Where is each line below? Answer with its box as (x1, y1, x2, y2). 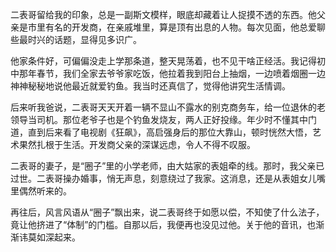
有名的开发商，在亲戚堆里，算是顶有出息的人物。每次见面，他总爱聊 (44, 21, 326, 33)
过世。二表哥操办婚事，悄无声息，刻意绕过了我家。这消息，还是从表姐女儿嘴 (10, 173, 326, 184)
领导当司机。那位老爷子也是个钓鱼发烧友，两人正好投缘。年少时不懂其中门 (10, 114, 317, 125)
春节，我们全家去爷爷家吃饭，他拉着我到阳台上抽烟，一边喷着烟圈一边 (36, 68, 326, 79)
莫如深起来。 (27, 231, 81, 243)
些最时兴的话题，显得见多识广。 (10, 34, 142, 45)
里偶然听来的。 (10, 185, 72, 197)
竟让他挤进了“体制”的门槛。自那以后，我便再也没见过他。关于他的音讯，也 (10, 219, 317, 230)
